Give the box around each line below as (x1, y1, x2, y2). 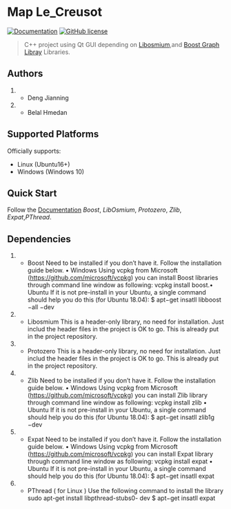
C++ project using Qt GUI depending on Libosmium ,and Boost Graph (23, 40, 220, 48)
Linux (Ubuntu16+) (17, 160, 70, 168)
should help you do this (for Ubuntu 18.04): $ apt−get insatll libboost (27, 295, 222, 304)
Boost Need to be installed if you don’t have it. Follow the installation (27, 259, 222, 267)
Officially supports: (7, 147, 61, 155)
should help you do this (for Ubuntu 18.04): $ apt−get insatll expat (27, 472, 215, 481)
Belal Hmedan (27, 108, 68, 116)
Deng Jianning (27, 93, 69, 102)
